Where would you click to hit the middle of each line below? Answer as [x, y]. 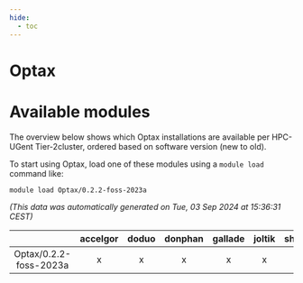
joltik [265, 238]
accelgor [99, 238]
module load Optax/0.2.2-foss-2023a [78, 190]
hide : [19, 18]
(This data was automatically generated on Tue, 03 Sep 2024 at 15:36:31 [145, 206]
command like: [37, 173]
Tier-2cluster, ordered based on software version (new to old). [151, 146]
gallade [229, 238]
